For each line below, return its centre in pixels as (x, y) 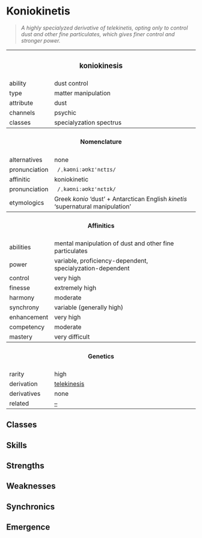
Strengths (25, 466)
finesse (20, 288)
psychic (65, 113)
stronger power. (41, 40)
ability (18, 83)
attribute (21, 102)
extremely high (75, 288)
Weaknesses (31, 486)
